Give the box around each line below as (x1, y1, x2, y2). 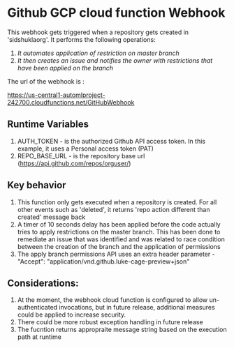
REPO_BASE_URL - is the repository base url (17, 151, 145, 160)
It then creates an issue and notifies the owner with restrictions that (17, 56, 213, 64)
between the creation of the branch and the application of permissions (17, 242, 221, 250)
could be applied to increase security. (17, 310, 126, 319)
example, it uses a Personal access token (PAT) (17, 144, 154, 153)
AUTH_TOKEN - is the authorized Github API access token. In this (17, 137, 206, 145)
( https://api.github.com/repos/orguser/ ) (17, 159, 131, 167)
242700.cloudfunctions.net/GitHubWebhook (7, 98, 135, 106)
